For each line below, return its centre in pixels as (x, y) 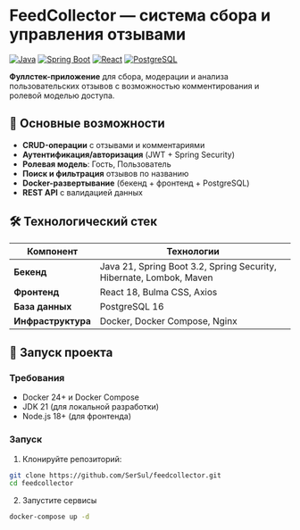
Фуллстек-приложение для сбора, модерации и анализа (119, 76)
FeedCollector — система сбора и (140, 16)
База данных (43, 306)
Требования (37, 377)
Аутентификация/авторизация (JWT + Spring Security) (128, 154)
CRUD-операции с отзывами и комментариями (113, 145)
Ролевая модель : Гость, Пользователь (96, 164)
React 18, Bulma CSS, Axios (158, 292)
